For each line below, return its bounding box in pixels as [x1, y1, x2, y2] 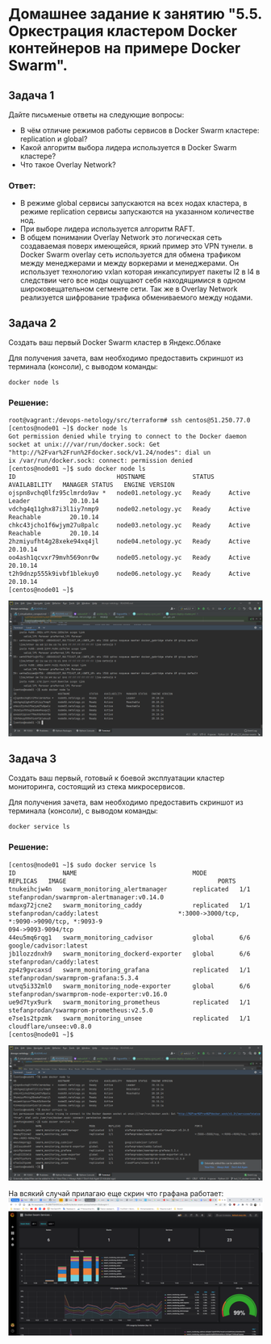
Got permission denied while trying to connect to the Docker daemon [8, 433, 248, 441]
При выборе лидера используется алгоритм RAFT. [19, 224, 195, 234]
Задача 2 [8, 316, 56, 330]
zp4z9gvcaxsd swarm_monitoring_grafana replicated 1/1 [8, 966, 251, 974]
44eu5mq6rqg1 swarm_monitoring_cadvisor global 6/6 [8, 934, 251, 942]
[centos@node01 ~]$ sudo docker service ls [8, 861, 157, 869]
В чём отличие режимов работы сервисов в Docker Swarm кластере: [19, 126, 260, 135]
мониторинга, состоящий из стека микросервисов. [8, 782, 186, 792]
